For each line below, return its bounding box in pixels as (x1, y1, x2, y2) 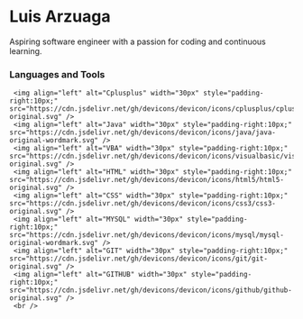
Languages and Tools (9, 68, 106, 80)
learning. (9, 45, 42, 56)
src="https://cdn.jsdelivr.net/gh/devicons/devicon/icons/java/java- (9, 128, 277, 137)
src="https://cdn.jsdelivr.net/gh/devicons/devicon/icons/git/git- (9, 254, 269, 263)
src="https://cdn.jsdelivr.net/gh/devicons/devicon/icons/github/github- (9, 286, 293, 295)
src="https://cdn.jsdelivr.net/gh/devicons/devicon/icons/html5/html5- (9, 176, 284, 185)
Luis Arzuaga (9, 6, 111, 27)
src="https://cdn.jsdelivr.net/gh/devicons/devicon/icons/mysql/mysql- (9, 231, 284, 240)
